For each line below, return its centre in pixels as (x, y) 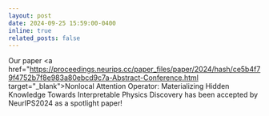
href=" (19, 70)
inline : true (30, 30)
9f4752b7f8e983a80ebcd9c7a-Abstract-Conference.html (103, 78)
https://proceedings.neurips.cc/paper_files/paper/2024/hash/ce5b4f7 (145, 70)
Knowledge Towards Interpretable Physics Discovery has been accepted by (133, 95)
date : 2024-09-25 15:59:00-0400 (62, 23)
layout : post (30, 16)
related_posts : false (44, 38)
